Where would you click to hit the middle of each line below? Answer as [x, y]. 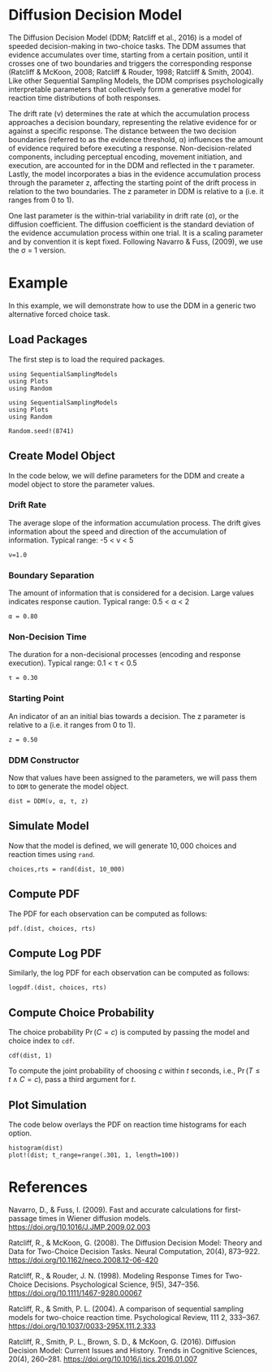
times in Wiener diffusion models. [95, 1218]
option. [20, 1133]
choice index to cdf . [42, 1041]
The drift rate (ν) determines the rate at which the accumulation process [129, 113]
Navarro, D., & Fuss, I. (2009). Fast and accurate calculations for [116, 1210]
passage [23, 1218]
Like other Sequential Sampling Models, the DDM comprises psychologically [136, 80]
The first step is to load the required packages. [86, 359]
